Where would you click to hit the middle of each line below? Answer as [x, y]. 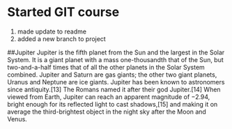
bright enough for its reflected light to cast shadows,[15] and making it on [113, 104]
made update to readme [52, 31]
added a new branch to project [61, 38]
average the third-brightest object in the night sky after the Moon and [107, 112]
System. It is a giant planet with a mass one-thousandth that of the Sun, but [116, 59]
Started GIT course [63, 12]
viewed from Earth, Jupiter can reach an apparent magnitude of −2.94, [109, 97]
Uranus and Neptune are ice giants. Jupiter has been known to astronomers [116, 82]
